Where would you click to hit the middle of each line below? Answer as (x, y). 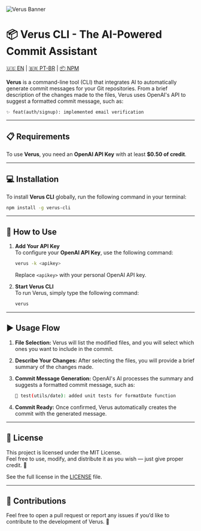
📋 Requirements (38, 137)
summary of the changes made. (54, 367)
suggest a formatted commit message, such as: (65, 101)
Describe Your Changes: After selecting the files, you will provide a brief (105, 360)
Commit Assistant (52, 51)
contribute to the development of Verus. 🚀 (58, 522)
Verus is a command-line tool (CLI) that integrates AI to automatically (92, 82)
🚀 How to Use (31, 232)
